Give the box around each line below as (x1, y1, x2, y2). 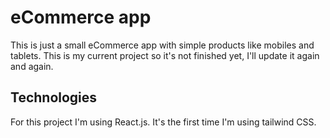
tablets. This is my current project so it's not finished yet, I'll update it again (10, 49, 320, 61)
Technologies (10, 89, 98, 106)
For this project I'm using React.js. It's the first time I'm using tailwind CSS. (10, 116, 317, 128)
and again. (10, 60, 54, 72)
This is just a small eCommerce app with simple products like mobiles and (10, 39, 315, 51)
